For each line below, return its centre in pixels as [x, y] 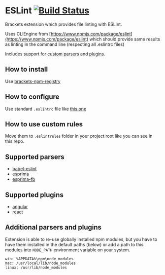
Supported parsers [35, 157]
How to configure [32, 97]
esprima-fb [24, 179]
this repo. [15, 141]
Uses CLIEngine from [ [28, 34]
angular [20, 207]
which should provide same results [125, 39]
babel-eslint [24, 169]
